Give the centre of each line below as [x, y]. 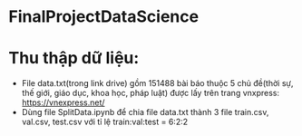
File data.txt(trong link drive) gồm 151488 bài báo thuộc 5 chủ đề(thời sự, [157, 83]
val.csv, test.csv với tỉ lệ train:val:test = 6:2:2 [104, 122]
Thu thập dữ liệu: [74, 58]
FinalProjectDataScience [104, 17]
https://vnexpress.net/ [63, 102]
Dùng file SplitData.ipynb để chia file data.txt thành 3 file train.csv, [145, 112]
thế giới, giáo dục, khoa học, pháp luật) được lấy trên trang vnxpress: [151, 93]
